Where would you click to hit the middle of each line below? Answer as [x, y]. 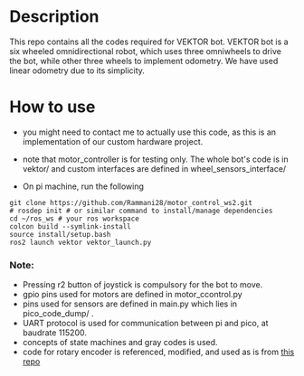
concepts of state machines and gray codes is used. [120, 343]
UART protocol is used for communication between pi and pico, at [145, 324]
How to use [52, 107]
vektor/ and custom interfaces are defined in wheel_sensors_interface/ [154, 168]
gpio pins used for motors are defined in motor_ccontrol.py [132, 295]
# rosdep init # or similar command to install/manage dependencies [141, 211]
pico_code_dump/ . [58, 314]
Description [54, 17]
